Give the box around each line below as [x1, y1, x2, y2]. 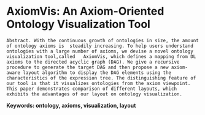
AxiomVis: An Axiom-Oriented [6, 4, 164, 18]
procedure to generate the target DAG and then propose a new [6, 64, 169, 70]
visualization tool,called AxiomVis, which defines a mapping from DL [6, 53, 196, 59]
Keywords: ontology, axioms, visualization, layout [6, 102, 136, 109]
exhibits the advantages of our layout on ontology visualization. [6, 91, 183, 97]
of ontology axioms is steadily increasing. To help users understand [6, 43, 193, 49]
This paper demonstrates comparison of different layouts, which [6, 86, 177, 92]
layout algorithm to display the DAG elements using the [22, 69, 172, 76]
